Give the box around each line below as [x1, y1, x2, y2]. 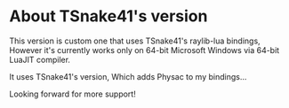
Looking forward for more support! [9, 89, 136, 99]
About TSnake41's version [9, 6, 208, 27]
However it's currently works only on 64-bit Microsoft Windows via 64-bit [9, 44, 280, 55]
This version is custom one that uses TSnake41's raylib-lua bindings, [9, 35, 261, 46]
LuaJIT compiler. [9, 54, 71, 65]
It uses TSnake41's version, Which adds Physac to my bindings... [9, 71, 247, 81]
